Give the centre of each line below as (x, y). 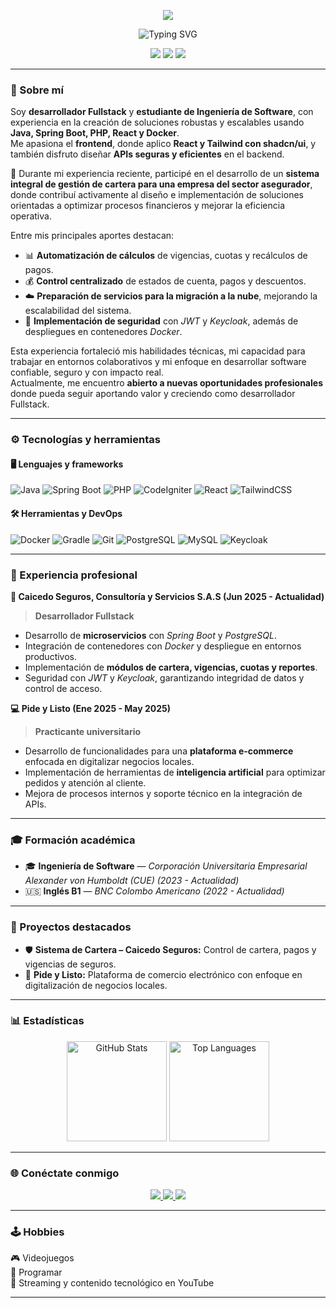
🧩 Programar (36, 1272)
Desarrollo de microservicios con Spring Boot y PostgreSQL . (150, 635)
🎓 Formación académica (73, 840)
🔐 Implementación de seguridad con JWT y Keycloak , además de (161, 321)
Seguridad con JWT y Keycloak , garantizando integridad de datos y (164, 677)
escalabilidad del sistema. (78, 311)
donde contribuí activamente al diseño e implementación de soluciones (157, 195)
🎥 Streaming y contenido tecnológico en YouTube (112, 1283)
